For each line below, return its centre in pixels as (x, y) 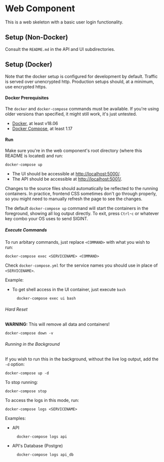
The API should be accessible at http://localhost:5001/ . (67, 179)
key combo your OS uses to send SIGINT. (47, 218)
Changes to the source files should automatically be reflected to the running (82, 188)
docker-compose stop (26, 391)
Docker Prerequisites (27, 98)
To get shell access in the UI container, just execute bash (69, 289)
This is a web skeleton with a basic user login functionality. (64, 22)
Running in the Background (32, 344)
